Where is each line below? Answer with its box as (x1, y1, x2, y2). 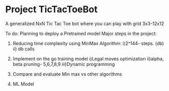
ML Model (12, 81, 34, 87)
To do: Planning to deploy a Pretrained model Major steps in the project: (5, 30, 157, 36)
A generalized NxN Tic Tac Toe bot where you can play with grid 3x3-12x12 (5, 20, 164, 27)
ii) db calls (12, 45, 35, 52)
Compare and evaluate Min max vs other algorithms (12, 71, 122, 77)
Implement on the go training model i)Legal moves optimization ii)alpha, (12, 55, 164, 62)
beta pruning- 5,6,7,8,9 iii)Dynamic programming (12, 61, 115, 67)
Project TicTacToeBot (5, 4, 98, 15)
